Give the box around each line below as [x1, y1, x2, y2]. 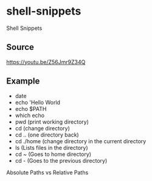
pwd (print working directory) [15, 118, 89, 126]
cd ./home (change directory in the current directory [15, 137, 147, 144]
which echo [15, 112, 44, 119]
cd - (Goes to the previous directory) [15, 157, 108, 164]
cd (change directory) [15, 124, 70, 132]
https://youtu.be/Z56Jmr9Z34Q [6, 58, 86, 65]
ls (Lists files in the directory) [15, 144, 88, 151]
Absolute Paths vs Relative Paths [6, 169, 89, 176]
